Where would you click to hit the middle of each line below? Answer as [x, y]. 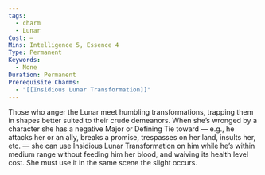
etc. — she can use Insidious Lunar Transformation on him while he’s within [132, 146]
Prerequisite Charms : [44, 82]
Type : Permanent [35, 52]
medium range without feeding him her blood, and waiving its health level [129, 154]
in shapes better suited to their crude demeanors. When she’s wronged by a [132, 121]
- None [26, 68]
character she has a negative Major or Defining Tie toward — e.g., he [121, 129]
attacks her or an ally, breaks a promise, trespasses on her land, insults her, [132, 138]
